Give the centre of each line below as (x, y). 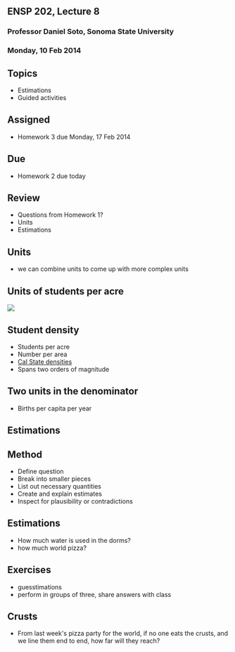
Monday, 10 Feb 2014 (44, 51)
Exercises (29, 570)
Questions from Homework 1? (60, 215)
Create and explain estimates (59, 494)
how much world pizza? (52, 548)
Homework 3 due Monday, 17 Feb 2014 (74, 137)
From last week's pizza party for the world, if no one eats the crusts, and (123, 634)
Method (25, 454)
